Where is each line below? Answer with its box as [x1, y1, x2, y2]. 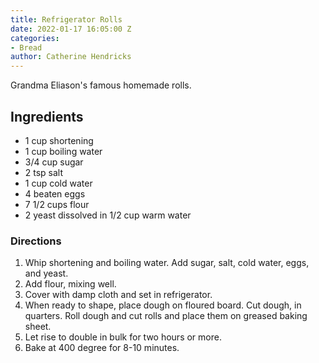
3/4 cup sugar [24, 156, 84, 168]
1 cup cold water [24, 177, 93, 189]
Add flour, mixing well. [24, 278, 117, 290]
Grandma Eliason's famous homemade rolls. [10, 79, 192, 91]
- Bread [10, 42, 43, 53]
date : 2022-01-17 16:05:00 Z [10, 24, 132, 34]
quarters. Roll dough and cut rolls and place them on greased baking [24, 310, 308, 322]
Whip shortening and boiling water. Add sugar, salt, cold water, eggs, [24, 257, 310, 269]
